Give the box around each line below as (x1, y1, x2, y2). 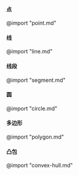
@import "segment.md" (6, 76, 66, 84)
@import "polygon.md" (6, 133, 64, 140)
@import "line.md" (6, 48, 53, 55)
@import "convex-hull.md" (6, 162, 73, 169)
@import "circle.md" (6, 105, 58, 112)
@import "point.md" (6, 19, 57, 27)
